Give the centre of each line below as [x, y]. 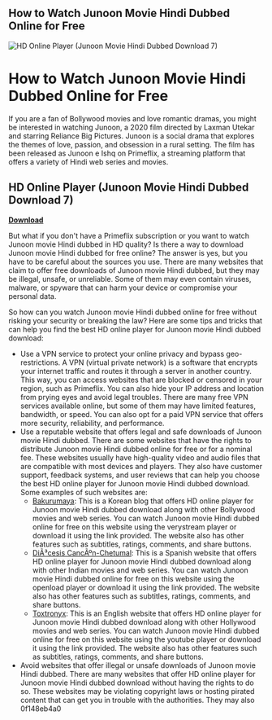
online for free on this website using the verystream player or [134, 527]
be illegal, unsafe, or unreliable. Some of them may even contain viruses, [130, 279]
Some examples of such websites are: [84, 492]
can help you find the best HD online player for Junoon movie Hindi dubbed [135, 329]
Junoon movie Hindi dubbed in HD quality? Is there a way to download [126, 244]
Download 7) [41, 200]
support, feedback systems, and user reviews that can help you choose [140, 475]
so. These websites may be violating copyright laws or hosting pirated [137, 691]
